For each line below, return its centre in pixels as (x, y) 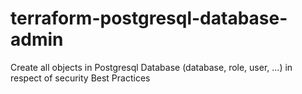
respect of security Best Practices (80, 78)
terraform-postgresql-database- (149, 18)
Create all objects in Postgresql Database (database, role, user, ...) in (151, 67)
